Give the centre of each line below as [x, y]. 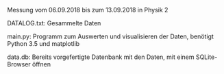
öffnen [41, 64]
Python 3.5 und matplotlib [43, 44]
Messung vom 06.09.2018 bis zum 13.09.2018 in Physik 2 [88, 10]
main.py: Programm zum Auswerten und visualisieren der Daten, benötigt [110, 36]
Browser [19, 64]
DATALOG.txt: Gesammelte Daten [54, 23]
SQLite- [207, 57]
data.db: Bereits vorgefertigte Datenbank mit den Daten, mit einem [101, 57]
